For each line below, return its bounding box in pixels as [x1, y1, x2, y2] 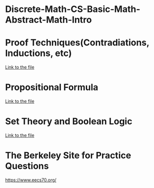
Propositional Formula [5, 81, 99, 93]
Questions [5, 160, 49, 172]
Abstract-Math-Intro [5, 14, 92, 25]
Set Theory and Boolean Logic [5, 116, 133, 127]
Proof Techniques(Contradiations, [5, 37, 150, 48]
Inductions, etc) [5, 47, 72, 59]
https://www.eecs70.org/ [5, 176, 56, 183]
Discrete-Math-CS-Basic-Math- [5, 3, 141, 15]
